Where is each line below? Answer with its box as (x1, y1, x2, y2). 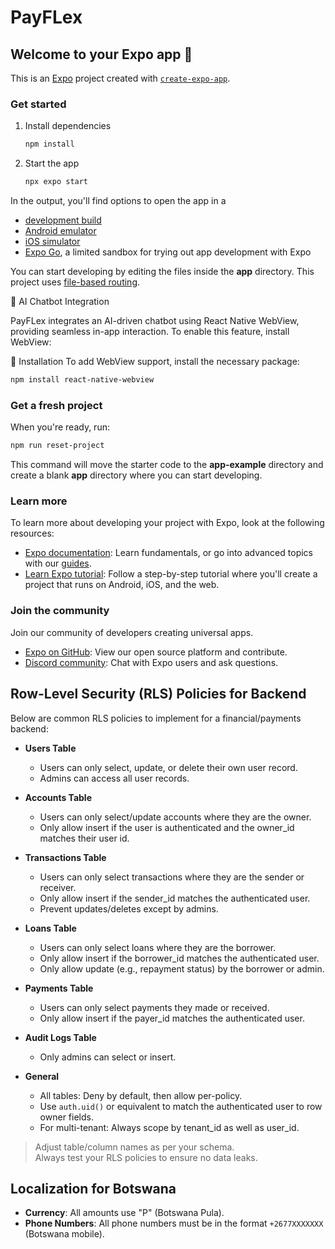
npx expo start (24, 177, 89, 187)
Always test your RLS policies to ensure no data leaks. (34, 1151, 258, 1163)
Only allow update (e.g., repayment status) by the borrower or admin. (39, 962, 325, 975)
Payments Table (24, 982, 94, 994)
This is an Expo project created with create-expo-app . (10, 72, 231, 84)
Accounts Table (24, 791, 93, 803)
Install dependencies (24, 120, 112, 132)
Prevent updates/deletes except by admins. (39, 902, 219, 915)
